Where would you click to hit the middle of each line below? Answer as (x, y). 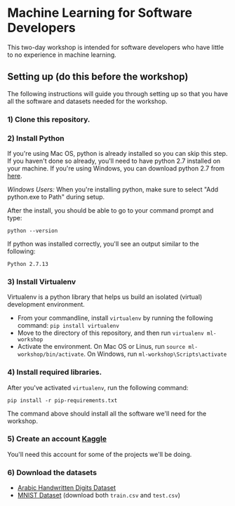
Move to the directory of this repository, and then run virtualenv (111, 333)
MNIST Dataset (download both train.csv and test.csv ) (99, 495)
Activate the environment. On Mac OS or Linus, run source (101, 347)
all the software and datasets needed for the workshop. (87, 101)
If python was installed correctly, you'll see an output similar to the (103, 244)
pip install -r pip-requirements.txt (62, 400)
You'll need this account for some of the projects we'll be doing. (100, 454)
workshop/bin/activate (51, 355)
